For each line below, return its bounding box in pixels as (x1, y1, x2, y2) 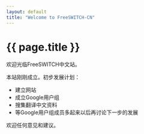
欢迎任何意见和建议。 (6, 121, 59, 129)
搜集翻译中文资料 (14, 102, 58, 109)
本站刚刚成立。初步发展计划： (6, 73, 80, 81)
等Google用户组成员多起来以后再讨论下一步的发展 (14, 109, 139, 116)
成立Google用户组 (14, 94, 60, 101)
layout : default (6, 8, 47, 15)
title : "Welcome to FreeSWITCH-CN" (6, 14, 95, 20)
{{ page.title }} (6, 40, 80, 54)
